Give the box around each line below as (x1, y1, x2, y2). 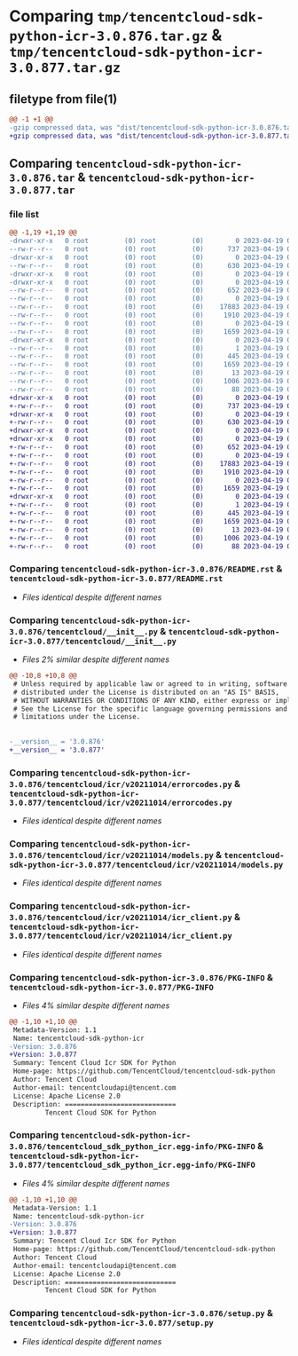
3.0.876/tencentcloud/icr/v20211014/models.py (9, 850, 215, 860)
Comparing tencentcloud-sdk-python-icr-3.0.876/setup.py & (9, 1307, 273, 1320)
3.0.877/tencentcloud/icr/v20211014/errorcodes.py (9, 797, 232, 808)
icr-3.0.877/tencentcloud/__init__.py (9, 636, 177, 646)
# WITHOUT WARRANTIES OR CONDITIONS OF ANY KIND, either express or (12, 696, 272, 705)
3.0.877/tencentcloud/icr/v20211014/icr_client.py (9, 931, 232, 942)
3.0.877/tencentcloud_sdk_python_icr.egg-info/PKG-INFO (9, 1160, 255, 1171)
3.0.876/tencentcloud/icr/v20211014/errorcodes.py (9, 779, 232, 789)
